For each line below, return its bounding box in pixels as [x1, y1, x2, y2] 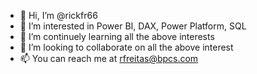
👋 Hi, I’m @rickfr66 [19, 10, 98, 21]
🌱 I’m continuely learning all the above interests [19, 31, 215, 42]
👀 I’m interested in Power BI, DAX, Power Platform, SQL [19, 20, 247, 32]
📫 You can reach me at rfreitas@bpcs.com [19, 53, 199, 64]
